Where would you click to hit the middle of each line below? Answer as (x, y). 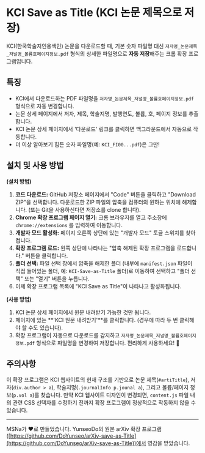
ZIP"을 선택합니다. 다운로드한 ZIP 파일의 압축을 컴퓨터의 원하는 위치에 (98, 202)
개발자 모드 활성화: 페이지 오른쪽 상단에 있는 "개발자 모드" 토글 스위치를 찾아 (105, 233)
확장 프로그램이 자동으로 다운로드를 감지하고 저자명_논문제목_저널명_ (93, 335)
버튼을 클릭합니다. (47, 255)
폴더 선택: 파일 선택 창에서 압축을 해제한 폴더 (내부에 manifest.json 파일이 (104, 263)
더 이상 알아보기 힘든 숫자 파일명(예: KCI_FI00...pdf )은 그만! (87, 144)
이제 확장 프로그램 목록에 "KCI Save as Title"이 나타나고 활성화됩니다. (98, 286)
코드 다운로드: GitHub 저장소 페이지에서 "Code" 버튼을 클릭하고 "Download (106, 194)
